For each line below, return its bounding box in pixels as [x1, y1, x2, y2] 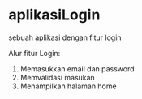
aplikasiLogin [8, 6, 101, 24]
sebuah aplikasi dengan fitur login [8, 32, 122, 42]
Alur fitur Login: [8, 48, 61, 58]
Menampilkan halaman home [19, 81, 117, 91]
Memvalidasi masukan [19, 72, 95, 82]
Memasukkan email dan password [19, 63, 136, 74]
